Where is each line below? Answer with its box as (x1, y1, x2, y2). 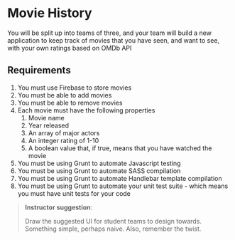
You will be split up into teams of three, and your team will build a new (7, 28, 212, 37)
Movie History (7, 5, 92, 21)
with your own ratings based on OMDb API (7, 43, 132, 52)
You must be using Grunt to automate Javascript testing (17, 159, 181, 167)
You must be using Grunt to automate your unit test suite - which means (17, 182, 229, 190)
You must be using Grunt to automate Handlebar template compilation (17, 174, 222, 182)
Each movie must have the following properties (17, 105, 155, 115)
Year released (28, 121, 70, 130)
